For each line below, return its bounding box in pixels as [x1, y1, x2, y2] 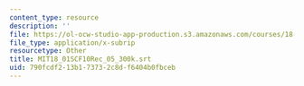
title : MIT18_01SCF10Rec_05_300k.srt [9, 55, 152, 64]
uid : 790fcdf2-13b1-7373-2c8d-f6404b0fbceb [9, 64, 176, 73]
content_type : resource [9, 13, 100, 22]
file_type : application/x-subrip [9, 38, 136, 47]
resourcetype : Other [9, 47, 88, 56]
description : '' [9, 21, 71, 30]
